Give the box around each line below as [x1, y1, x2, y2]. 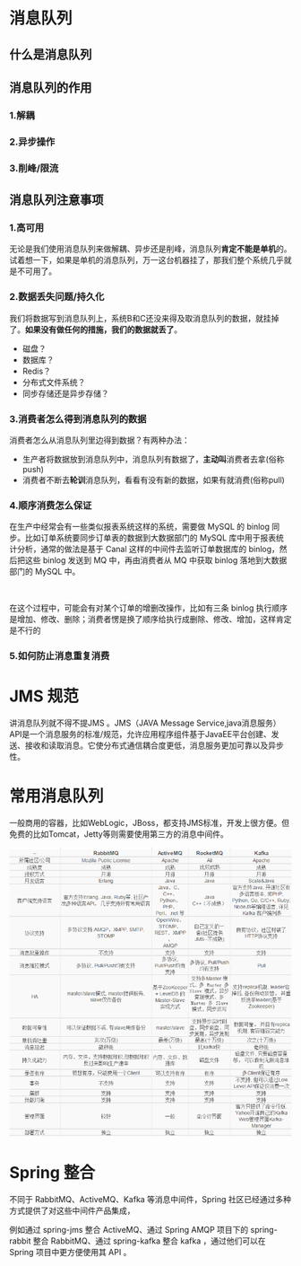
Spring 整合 [9, 1163, 96, 1183]
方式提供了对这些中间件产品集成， [9, 1205, 135, 1217]
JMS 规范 [9, 686, 79, 707]
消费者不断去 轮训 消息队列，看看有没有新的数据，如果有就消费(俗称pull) [21, 475, 285, 486]
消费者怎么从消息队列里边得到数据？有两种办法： [9, 435, 190, 445]
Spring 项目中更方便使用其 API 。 [9, 1247, 132, 1258]
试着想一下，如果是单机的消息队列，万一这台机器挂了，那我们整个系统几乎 [9, 255, 284, 266]
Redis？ [21, 365, 52, 376]
